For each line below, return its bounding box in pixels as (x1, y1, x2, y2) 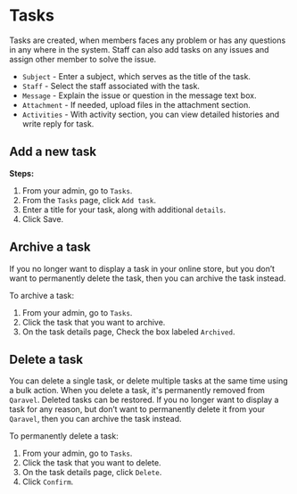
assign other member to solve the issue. (9, 54, 157, 64)
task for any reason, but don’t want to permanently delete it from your (9, 404, 266, 415)
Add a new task (9, 144, 96, 160)
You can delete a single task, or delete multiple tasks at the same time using (9, 375, 288, 386)
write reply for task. (21, 118, 95, 129)
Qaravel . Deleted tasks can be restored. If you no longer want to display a (9, 394, 279, 406)
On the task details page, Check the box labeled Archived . (21, 326, 235, 337)
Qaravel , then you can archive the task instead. (9, 414, 182, 424)
